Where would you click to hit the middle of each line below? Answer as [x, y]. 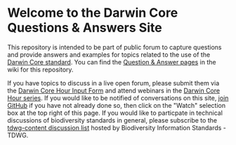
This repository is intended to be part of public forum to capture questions [114, 47]
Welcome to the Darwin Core [93, 13]
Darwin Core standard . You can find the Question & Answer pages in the [112, 62]
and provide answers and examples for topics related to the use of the [109, 55]
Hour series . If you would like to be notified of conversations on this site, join [118, 98]
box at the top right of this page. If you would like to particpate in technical [115, 113]
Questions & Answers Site [85, 28]
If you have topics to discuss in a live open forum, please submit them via [113, 83]
